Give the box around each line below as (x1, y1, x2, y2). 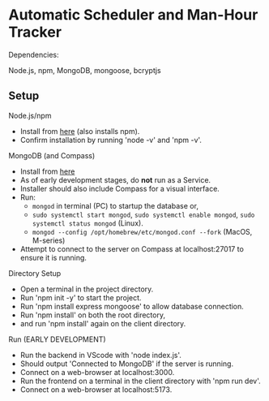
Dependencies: (8, 50, 59, 59)
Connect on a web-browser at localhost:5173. (19, 384, 173, 395)
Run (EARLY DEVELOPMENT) (8, 334, 107, 344)
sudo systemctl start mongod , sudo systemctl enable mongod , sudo (32, 209, 255, 219)
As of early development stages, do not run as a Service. (19, 175, 211, 184)
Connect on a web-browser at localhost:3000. (19, 367, 175, 377)
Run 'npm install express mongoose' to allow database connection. (19, 301, 245, 311)
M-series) (32, 235, 66, 245)
